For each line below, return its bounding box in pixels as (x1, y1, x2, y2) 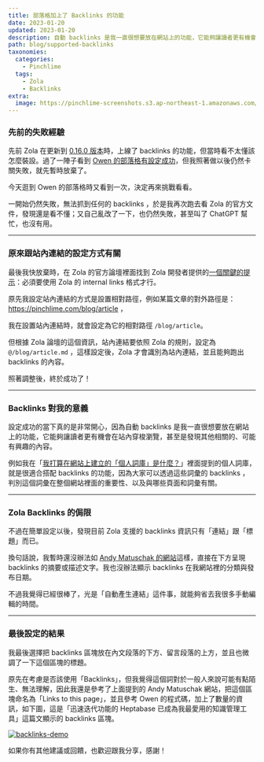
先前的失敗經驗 (8, 127, 65, 138)
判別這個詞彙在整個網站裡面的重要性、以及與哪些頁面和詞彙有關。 (8, 478, 222, 488)
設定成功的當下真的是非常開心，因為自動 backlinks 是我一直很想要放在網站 (8, 422, 250, 431)
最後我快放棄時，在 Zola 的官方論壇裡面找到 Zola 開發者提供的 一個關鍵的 (8, 267, 244, 276)
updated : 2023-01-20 (8, 26, 76, 34)
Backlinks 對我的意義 (8, 402, 89, 413)
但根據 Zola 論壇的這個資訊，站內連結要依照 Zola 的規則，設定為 (8, 337, 216, 346)
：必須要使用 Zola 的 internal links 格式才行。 (15, 277, 161, 287)
